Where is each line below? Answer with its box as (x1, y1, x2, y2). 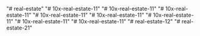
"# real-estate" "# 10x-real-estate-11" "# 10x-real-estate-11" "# (6, 5, 164, 12)
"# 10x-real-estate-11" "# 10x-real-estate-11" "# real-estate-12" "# (14, 18, 180, 25)
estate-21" (6, 24, 32, 31)
